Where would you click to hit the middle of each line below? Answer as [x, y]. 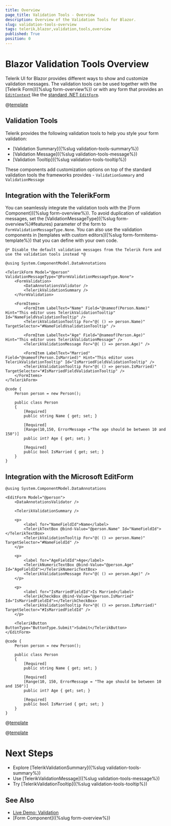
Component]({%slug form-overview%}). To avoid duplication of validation [83, 213]
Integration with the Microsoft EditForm [69, 477]
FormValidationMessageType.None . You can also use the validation [74, 229]
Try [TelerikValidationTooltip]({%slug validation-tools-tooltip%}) [80, 784]
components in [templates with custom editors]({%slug [63, 235]
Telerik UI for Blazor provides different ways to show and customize [77, 78]
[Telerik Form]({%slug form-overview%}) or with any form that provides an [84, 89]
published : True [23, 34]
